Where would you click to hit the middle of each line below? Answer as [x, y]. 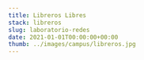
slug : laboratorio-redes [49, 30]
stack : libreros [35, 23]
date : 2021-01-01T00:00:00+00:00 [63, 37]
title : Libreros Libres [47, 15]
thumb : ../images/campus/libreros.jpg [72, 44]
